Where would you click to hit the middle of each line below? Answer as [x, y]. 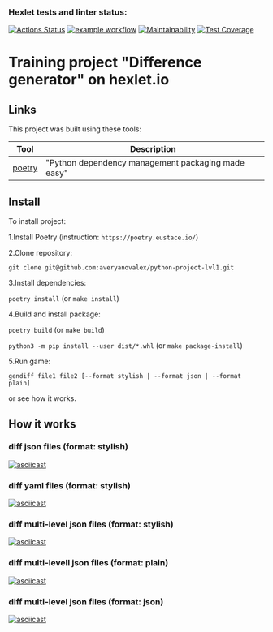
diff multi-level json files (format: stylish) [91, 524]
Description [153, 149]
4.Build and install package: [55, 314]
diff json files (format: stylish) [68, 447]
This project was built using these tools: [75, 129]
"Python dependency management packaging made [145, 163]
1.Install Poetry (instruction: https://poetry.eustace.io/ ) [104, 237]
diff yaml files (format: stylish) [70, 485]
